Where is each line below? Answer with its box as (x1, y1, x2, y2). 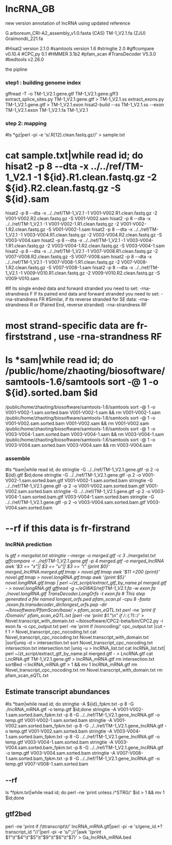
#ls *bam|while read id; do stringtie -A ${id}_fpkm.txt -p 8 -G (5, 701, 134, 707)
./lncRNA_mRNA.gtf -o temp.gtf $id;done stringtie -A (5, 706, 117, 713)
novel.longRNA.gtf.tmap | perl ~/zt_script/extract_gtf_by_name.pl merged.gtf (5, 580, 167, 586)
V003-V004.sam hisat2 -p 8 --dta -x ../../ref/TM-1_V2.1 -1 (5, 237, 125, 244)
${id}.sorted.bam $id (5, 387, 98, 398)
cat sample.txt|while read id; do (5, 149, 143, 161)
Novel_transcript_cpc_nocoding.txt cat (15, 629, 97, 635)
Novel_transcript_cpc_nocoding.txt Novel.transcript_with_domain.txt (5, 634, 149, 640)
